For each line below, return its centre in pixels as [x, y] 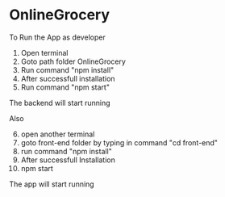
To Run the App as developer [57, 37]
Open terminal [44, 52]
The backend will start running [60, 103]
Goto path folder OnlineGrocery [73, 61]
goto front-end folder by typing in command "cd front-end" [119, 142]
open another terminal [58, 134]
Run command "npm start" [65, 87]
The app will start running [52, 184]
